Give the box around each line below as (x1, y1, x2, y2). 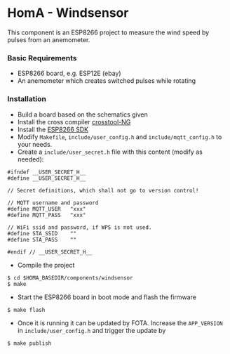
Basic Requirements (7, 53, 77, 63)
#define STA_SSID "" (7, 230, 77, 237)
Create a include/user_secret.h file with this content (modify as (17, 147, 203, 156)
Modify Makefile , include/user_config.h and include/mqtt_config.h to (17, 132, 222, 141)
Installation (7, 94, 47, 104)
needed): (17, 155, 44, 163)
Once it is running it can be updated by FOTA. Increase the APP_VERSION (17, 318, 223, 327)
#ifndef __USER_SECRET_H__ (7, 169, 86, 176)
